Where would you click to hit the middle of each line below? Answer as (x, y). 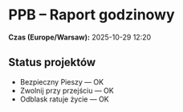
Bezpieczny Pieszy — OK (62, 81)
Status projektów (52, 62)
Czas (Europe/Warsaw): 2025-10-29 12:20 (80, 37)
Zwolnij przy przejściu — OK (67, 90)
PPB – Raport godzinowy (91, 15)
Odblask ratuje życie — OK (65, 99)
